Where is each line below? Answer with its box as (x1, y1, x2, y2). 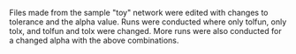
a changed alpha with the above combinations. (9, 35, 179, 45)
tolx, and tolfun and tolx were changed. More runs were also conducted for (9, 26, 282, 36)
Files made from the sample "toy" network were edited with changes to (9, 8, 269, 17)
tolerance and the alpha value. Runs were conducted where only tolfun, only (9, 17, 287, 27)
